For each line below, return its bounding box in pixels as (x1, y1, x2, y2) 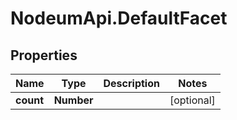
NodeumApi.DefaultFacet (10, 7, 228, 30)
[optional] (169, 93, 216, 107)
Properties (10, 47, 78, 64)
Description (103, 77, 160, 90)
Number (53, 93, 94, 107)
